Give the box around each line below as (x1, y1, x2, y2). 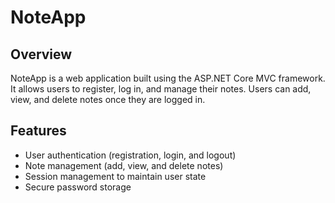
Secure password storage (24, 181, 132, 193)
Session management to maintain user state (24, 170, 207, 182)
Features (10, 122, 67, 140)
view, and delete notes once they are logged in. (10, 94, 206, 105)
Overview (10, 46, 73, 63)
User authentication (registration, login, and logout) (24, 149, 237, 161)
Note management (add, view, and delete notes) (24, 159, 224, 171)
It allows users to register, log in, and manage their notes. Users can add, (10, 83, 312, 95)
